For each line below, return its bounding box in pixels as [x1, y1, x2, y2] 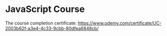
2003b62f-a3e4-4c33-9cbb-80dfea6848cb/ [5, 25, 99, 31]
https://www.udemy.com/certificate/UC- [77, 20, 162, 26]
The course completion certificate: [5, 20, 77, 26]
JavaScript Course [5, 3, 85, 15]
